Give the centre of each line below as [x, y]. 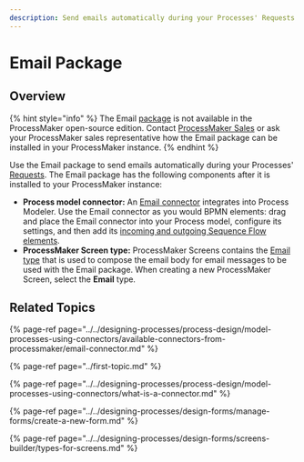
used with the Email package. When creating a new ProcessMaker [147, 269]
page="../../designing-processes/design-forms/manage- [164, 411]
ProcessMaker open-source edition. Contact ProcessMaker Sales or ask [145, 127]
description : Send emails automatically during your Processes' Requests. [154, 18]
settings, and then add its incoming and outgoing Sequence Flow [144, 231]
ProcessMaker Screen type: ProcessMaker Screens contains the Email [157, 250]
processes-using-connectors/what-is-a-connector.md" [113, 394]
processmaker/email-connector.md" [77, 349]
